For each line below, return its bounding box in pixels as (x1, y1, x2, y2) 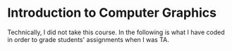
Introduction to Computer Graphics (7, 5, 217, 21)
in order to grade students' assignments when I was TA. (7, 35, 169, 43)
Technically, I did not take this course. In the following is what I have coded (7, 28, 226, 36)
